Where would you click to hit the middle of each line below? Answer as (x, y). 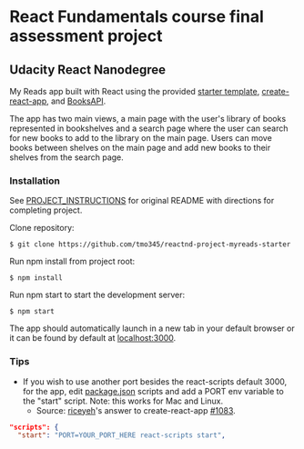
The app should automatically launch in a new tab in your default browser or (152, 328)
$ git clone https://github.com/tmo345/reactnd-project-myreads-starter (150, 244)
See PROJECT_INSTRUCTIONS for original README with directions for (142, 201)
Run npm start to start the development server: (97, 295)
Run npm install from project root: (72, 262)
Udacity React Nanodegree (88, 70)
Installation (35, 181)
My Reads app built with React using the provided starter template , (135, 91)
